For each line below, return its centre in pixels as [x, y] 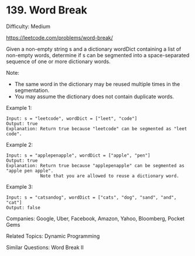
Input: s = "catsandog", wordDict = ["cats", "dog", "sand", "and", [91, 197]
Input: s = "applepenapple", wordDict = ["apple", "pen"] [78, 155]
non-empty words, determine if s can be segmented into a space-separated [98, 55]
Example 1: [19, 108]
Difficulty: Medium [28, 26]
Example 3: [20, 186]
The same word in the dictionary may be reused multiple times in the [97, 84]
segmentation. [32, 90]
